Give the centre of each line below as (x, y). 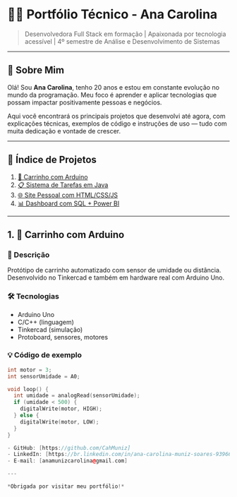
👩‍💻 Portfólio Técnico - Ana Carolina (113, 14)
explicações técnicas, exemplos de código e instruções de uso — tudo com (117, 124)
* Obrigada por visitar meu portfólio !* (66, 486)
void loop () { (28, 389)
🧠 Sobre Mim (36, 70)
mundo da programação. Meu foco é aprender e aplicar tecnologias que (112, 95)
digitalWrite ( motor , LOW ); (60, 422)
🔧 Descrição (29, 255)
